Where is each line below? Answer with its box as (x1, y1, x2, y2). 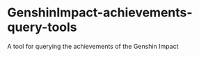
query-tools (7, 19, 78, 35)
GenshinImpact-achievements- (7, 5, 193, 21)
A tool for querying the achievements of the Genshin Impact (7, 42, 179, 50)
